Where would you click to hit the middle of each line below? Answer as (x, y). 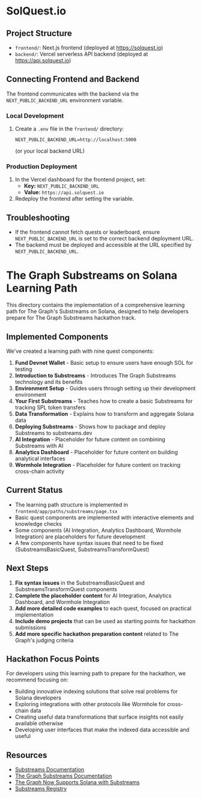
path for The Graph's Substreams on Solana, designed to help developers (97, 311)
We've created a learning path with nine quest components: (80, 351)
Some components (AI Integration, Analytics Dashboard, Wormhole (98, 530)
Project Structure (39, 33)
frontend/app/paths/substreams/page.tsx (66, 511)
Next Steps (27, 568)
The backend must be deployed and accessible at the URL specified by (103, 245)
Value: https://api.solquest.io (64, 192)
